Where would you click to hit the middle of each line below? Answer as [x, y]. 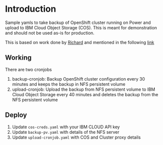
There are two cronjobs [28, 69]
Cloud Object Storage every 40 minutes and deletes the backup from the [85, 94]
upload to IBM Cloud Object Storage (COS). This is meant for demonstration [81, 27]
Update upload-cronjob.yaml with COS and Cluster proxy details [76, 137]
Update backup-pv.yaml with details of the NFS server [66, 132]
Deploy [16, 115]
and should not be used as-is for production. [50, 33]
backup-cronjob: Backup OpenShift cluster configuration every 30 [78, 79]
